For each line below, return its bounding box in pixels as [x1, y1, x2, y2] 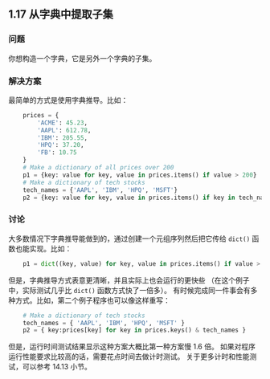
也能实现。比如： [14, 243, 72, 253]
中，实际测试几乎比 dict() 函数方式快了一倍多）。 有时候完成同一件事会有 [8, 285, 251, 295]
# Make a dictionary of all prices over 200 [22, 164, 174, 172]
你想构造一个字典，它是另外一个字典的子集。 [8, 53, 157, 63]
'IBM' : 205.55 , [37, 133, 88, 142]
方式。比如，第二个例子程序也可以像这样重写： [14, 295, 170, 305]
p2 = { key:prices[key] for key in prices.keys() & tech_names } [22, 326, 247, 335]
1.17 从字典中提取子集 [8, 7, 114, 22]
